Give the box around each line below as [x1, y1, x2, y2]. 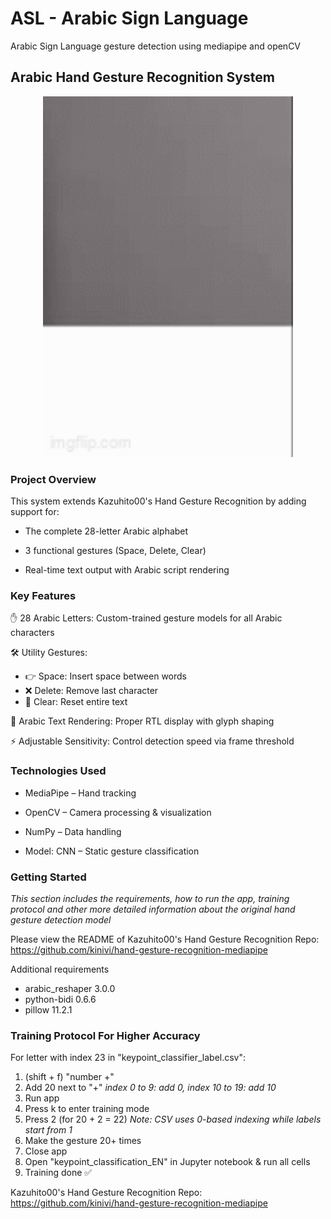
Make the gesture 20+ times [24, 1135, 142, 1147]
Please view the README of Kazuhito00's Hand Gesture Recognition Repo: [10, 933, 320, 946]
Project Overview [10, 472, 97, 486]
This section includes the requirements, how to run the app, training [10, 893, 290, 905]
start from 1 [24, 1124, 73, 1136]
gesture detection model [10, 914, 112, 926]
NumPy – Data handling [24, 825, 122, 837]
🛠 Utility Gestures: [10, 647, 88, 659]
